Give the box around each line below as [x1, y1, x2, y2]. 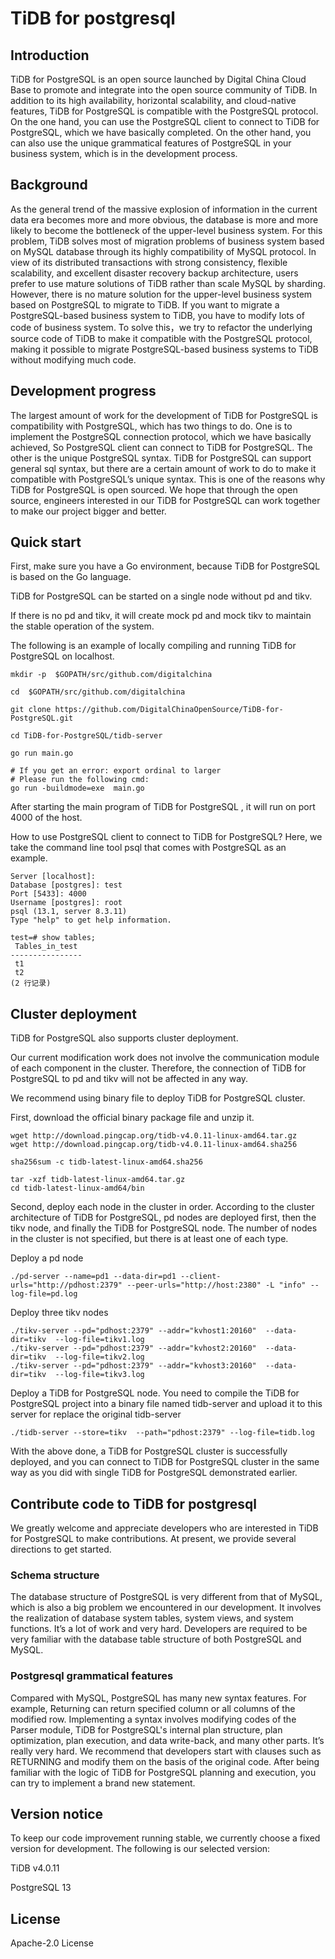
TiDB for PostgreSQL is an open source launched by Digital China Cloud [10, 73, 307, 85]
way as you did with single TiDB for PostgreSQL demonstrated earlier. [10, 1467, 298, 1479]
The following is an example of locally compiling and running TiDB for [10, 640, 297, 652]
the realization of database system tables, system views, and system [10, 1612, 294, 1624]
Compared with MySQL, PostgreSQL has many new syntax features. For [10, 1692, 307, 1704]
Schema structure [10, 1568, 100, 1582]
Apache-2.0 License [10, 1937, 94, 1949]
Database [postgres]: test [10, 880, 123, 891]
